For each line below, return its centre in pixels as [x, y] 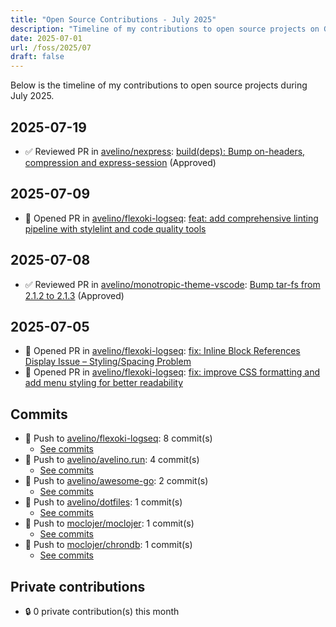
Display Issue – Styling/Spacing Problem [108, 362]
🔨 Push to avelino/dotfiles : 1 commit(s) [103, 502]
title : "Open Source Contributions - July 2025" [113, 19]
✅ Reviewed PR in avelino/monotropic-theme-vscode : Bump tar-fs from [172, 284]
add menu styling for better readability [104, 383]
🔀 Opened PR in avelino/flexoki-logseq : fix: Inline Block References [162, 351]
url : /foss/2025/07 [51, 47]
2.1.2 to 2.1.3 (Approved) [74, 295]
